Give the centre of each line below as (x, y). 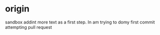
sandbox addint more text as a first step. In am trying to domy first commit (80, 22)
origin (17, 9)
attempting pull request (29, 27)
